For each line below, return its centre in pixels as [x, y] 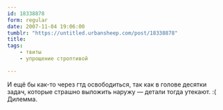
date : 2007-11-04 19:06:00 [46, 26]
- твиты [30, 53]
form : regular [28, 20]
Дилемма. [23, 99]
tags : [15, 46]
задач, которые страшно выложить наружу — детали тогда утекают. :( [112, 91]
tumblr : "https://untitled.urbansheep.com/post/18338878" [92, 33]
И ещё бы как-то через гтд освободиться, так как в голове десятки [107, 84]
